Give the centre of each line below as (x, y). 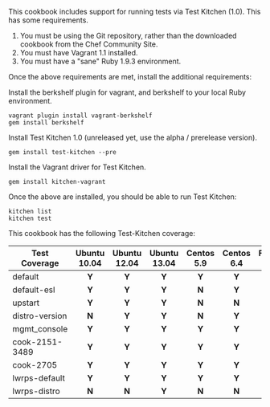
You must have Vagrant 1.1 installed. (79, 53)
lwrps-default (39, 378)
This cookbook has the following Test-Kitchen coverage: (102, 233)
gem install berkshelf (46, 123)
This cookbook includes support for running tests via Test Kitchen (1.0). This (135, 12)
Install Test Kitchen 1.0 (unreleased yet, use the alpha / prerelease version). (133, 137)
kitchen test (30, 218)
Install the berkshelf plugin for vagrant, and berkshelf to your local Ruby (127, 92)
